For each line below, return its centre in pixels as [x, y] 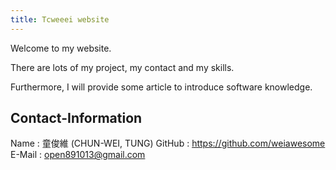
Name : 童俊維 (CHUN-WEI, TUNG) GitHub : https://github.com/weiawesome [168, 143]
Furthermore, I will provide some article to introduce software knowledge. [161, 87]
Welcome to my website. [61, 48]
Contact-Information [76, 118]
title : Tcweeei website [60, 19]
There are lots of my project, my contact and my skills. [122, 67]
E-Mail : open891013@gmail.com [78, 155]
